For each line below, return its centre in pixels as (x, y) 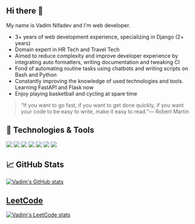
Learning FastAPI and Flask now (54, 87)
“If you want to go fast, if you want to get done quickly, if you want (102, 105)
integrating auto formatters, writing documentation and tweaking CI (97, 62)
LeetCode (25, 201)
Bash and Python (36, 74)
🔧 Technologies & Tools (50, 130)
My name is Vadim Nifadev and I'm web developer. (68, 25)
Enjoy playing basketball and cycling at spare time (76, 93)
